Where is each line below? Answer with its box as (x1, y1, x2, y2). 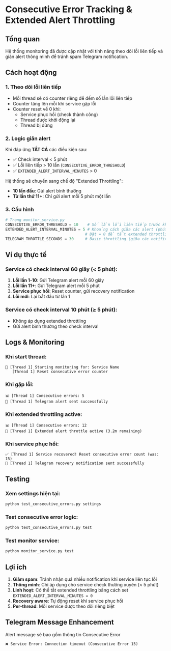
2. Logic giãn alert (5, 135, 51, 142)
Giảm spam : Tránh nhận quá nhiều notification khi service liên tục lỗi (12, 576, 157, 582)
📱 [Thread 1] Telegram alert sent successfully (5, 399, 108, 404)
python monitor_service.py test (5, 549, 74, 554)
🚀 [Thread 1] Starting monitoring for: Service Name (5, 365, 120, 370)
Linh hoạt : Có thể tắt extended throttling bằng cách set (12, 587, 129, 593)
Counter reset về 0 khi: (12, 106, 61, 112)
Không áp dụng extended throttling (12, 318, 87, 324)
